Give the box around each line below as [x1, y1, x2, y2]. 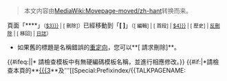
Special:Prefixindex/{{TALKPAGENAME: [74, 67, 186, 74]
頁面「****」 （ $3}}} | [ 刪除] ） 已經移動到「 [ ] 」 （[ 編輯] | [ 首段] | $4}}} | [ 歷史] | [7, 21, 209, 30]
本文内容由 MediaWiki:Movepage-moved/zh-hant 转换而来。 [23, 7, 193, 14]
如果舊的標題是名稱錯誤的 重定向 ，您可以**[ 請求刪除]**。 [17, 43, 181, 51]
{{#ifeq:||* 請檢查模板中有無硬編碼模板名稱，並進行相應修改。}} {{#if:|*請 [7, 58, 213, 66]
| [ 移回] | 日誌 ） [13, 30, 52, 37]
